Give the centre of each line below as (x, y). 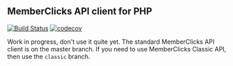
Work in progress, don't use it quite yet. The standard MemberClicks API (111, 42)
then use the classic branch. (49, 56)
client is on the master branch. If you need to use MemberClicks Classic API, (117, 49)
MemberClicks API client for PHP (80, 11)
